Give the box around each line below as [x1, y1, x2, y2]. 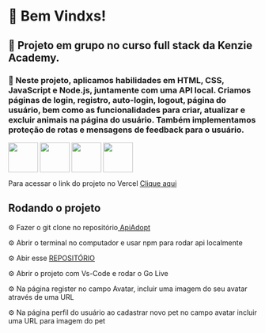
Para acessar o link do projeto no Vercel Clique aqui [8, 178, 177, 188]
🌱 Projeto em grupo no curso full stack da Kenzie [8, 39, 253, 52]
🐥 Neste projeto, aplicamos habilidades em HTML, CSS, [8, 74, 225, 85]
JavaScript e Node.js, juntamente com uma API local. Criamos [8, 85, 252, 96]
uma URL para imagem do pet [8, 316, 105, 325]
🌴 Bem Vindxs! [8, 7, 107, 25]
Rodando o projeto [8, 202, 101, 215]
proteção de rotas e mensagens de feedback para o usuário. [8, 124, 244, 135]
